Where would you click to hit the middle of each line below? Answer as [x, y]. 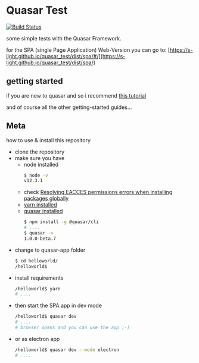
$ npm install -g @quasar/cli [61, 222]
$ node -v [36, 175]
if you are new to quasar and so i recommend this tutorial [76, 95]
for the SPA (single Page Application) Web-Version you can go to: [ [88, 50]
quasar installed [43, 211]
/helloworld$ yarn [38, 289]
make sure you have [40, 158]
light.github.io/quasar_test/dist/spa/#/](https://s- [66, 56]
